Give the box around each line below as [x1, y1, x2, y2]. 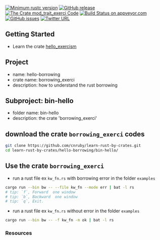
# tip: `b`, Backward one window [5, 194, 78, 199]
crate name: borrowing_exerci [12, 76, 75, 83]
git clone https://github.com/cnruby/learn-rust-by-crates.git [5, 143, 141, 148]
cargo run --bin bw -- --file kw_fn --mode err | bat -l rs [5, 185, 135, 190]
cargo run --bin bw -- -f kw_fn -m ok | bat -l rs [5, 218, 114, 223]
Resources [5, 229, 32, 236]
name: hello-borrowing [12, 71, 61, 77]
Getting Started [5, 30, 55, 39]
